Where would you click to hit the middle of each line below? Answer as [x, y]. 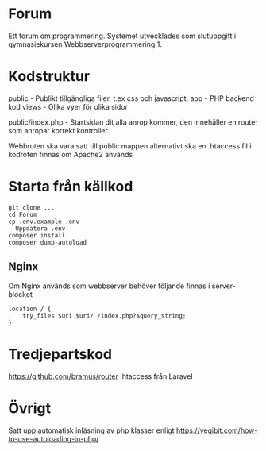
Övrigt [30, 408]
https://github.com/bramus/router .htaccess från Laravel [100, 376]
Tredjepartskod [60, 354]
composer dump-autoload [48, 242]
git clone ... [32, 207]
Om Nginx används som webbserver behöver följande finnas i [109, 286]
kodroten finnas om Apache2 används [71, 154]
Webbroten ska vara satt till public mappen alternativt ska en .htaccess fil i [130, 146]
